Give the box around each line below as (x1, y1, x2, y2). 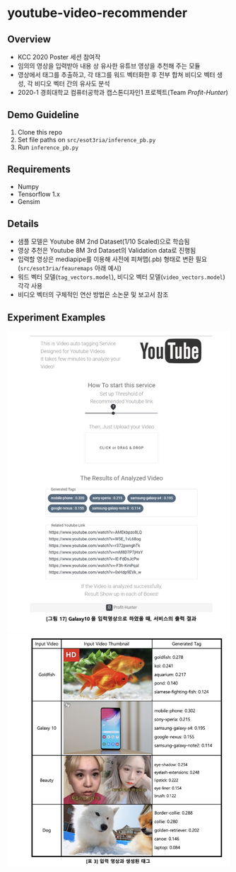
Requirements (7, 163, 71, 176)
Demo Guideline (7, 109, 79, 121)
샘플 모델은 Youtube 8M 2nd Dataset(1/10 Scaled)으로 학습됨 (17, 237, 190, 246)
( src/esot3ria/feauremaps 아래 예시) (17, 264, 122, 272)
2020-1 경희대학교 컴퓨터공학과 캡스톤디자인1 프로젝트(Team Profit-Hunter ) (17, 88, 228, 96)
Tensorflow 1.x (17, 190, 60, 198)
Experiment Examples (7, 311, 106, 323)
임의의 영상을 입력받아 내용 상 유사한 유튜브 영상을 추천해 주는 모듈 (17, 62, 201, 70)
